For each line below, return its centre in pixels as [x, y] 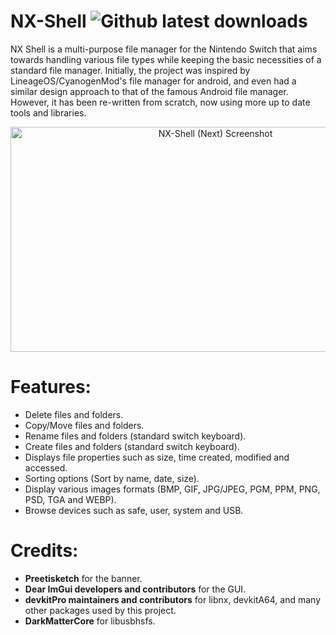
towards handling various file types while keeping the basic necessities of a [166, 59]
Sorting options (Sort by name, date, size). [112, 478]
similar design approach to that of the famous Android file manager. [149, 91]
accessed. [46, 467]
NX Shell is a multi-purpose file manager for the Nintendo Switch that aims [164, 49]
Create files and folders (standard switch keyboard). [132, 446]
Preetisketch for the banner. [83, 578]
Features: [51, 387]
